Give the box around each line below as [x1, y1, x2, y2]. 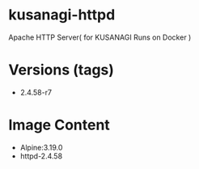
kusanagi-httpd [8, 6, 116, 24]
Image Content [8, 116, 111, 134]
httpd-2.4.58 [19, 151, 63, 161]
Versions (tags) [8, 61, 115, 79]
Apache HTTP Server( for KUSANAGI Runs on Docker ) [8, 32, 192, 42]
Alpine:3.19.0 [19, 142, 63, 152]
